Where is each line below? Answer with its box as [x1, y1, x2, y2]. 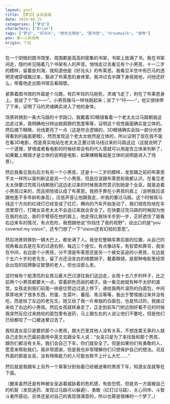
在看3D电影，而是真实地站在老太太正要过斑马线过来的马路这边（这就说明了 [5, 139, 162, 145]
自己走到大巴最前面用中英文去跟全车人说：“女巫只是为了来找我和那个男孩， [5, 334, 163, 340]
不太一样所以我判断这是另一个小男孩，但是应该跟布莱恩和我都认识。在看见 [5, 175, 160, 181]
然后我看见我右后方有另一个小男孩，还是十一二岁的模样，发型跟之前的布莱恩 [5, 169, 165, 175]
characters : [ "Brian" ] [5, 26, 53, 31]
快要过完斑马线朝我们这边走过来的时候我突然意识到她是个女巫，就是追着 [14, 181, 165, 187]
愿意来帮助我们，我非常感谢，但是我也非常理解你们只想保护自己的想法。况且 [5, 346, 165, 352]
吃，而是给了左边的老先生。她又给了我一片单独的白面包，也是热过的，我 [5, 297, 156, 304]
